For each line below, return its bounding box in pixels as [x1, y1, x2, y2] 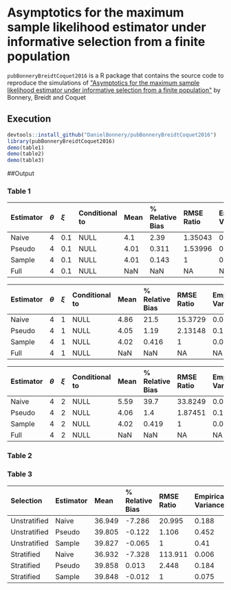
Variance [195, 500, 225, 510]
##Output [7, 170, 34, 178]
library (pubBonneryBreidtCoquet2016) [7, 137, 115, 145]
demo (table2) [7, 150, 45, 157]
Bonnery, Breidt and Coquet [7, 93, 86, 101]
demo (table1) [7, 144, 45, 151]
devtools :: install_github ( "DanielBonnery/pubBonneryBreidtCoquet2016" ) [7, 131, 217, 138]
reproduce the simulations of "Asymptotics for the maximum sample [7, 78, 200, 87]
